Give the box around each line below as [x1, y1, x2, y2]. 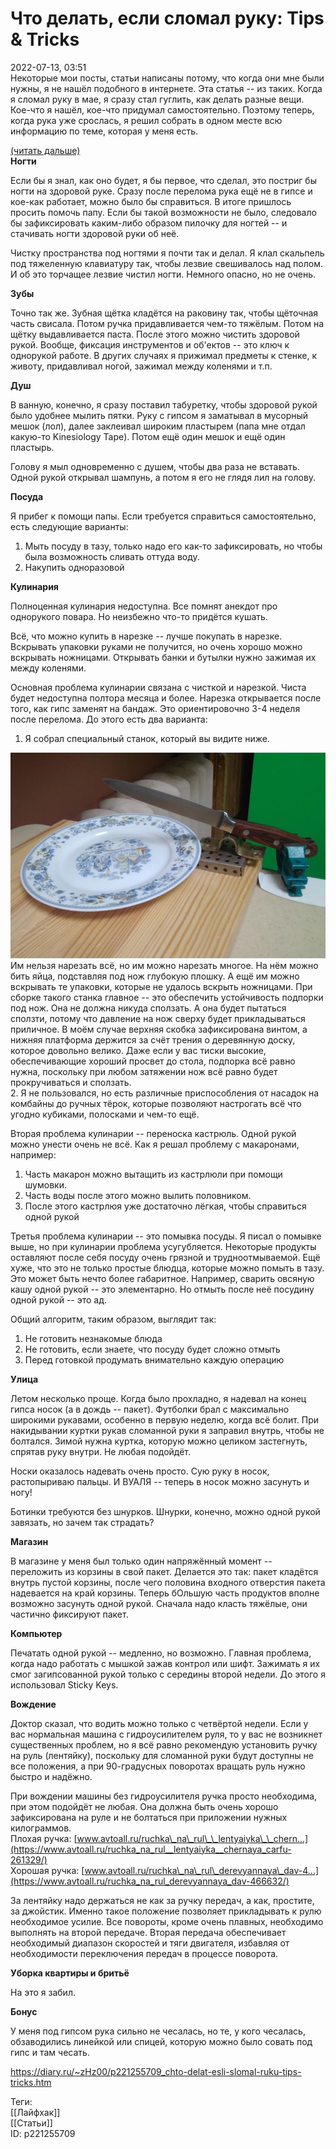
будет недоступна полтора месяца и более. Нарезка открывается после [10, 692, 322, 704]
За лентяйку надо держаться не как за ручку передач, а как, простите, [10, 1894, 315, 1906]
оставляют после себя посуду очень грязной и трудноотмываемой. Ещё [10, 1251, 321, 1263]
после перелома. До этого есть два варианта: [10, 713, 208, 725]
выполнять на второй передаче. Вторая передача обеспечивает [10, 1926, 287, 1938]
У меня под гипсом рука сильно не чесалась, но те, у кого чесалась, [10, 2025, 306, 2037]
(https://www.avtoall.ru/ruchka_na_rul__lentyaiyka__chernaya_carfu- [10, 1843, 292, 1855]
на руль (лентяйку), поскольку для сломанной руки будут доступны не [10, 1749, 314, 1761]
